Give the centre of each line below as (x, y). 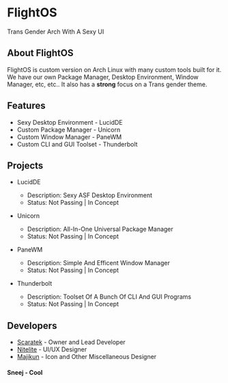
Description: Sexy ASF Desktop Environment (89, 195)
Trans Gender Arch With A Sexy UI (56, 32)
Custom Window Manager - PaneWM (69, 137)
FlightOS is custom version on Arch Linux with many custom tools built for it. (114, 69)
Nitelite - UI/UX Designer (52, 349)
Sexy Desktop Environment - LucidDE (70, 122)
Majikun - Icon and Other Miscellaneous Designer (87, 357)
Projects (25, 165)
